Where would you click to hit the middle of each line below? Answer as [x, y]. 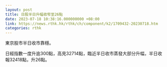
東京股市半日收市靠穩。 [29, 43]
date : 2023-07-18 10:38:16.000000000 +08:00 [52, 19]
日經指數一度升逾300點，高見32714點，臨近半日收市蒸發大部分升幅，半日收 [84, 54]
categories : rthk [23, 28]
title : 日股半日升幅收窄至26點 [34, 14]
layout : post [19, 10]
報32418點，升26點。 [28, 60]
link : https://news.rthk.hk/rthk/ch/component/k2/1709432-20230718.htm [81, 24]
